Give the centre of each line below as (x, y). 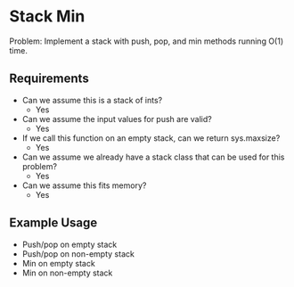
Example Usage (53, 223)
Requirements (49, 79)
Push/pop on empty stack (69, 244)
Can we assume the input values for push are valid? (117, 119)
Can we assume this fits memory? (84, 185)
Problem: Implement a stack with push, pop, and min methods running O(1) (147, 41)
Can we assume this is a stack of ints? (92, 100)
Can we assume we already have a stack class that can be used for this (153, 157)
